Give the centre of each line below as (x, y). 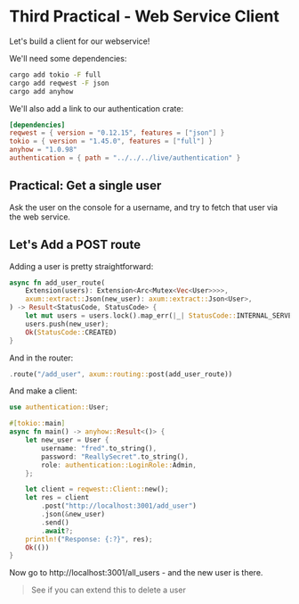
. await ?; (57, 531)
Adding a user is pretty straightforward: (81, 266)
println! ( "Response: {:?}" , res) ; (89, 539)
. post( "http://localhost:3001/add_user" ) (119, 506)
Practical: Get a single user (85, 186)
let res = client (57, 498)
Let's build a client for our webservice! (80, 41)
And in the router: (41, 358)
